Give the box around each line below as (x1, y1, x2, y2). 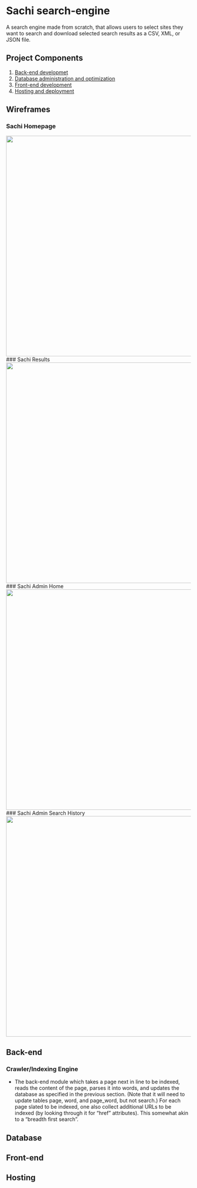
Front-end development (14, 81, 72, 88)
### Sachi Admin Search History (6, 810, 85, 817)
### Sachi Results (6, 356, 50, 363)
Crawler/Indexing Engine (6, 1064, 79, 1073)
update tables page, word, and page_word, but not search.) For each (14, 1097, 181, 1104)
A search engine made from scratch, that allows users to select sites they (6, 24, 184, 31)
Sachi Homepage (6, 122, 56, 131)
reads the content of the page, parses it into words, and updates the (14, 1084, 180, 1092)
